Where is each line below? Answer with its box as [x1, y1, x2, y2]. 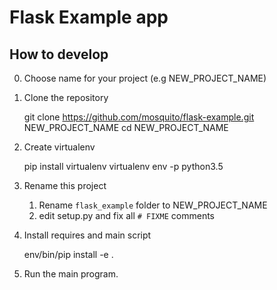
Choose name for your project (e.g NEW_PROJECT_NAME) [23, 72, 267, 84]
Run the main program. [23, 268, 119, 280]
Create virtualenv [23, 141, 96, 153]
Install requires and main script [23, 229, 152, 241]
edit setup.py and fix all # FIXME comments [38, 210, 215, 221]
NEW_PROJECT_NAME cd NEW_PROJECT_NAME [23, 122, 229, 133]
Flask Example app [9, 6, 169, 29]
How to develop [9, 46, 109, 63]
